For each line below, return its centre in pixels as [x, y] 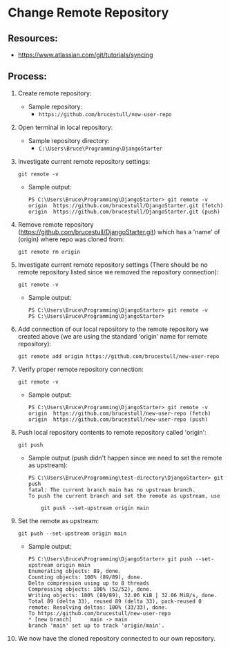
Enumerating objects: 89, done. [75, 571]
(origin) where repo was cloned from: [71, 239]
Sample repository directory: [69, 140]
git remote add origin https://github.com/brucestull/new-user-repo [118, 356]
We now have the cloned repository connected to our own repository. [117, 638]
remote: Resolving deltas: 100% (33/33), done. [98, 607]
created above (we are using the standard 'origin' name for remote [113, 336]
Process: [27, 76]
